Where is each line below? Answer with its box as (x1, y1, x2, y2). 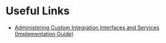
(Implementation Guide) (14, 30, 74, 37)
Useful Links (5, 4, 70, 18)
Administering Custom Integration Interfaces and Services (14, 24, 160, 31)
